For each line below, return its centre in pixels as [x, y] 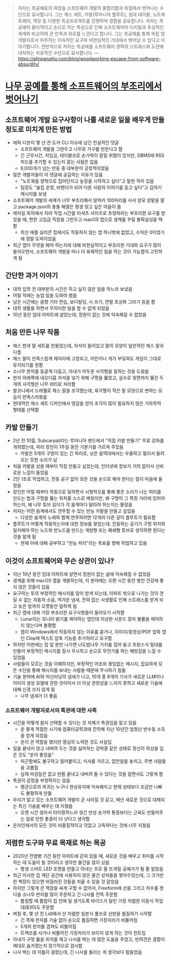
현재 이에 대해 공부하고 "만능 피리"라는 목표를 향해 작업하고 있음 [83, 543]
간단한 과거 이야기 [32, 275]
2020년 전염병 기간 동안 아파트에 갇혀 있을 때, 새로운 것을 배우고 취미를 [83, 856]
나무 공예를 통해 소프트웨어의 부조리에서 [84, 86]
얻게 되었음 [37, 736]
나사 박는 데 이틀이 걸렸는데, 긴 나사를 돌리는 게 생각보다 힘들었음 [77, 952]
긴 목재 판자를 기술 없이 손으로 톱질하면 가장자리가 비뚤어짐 [79, 920]
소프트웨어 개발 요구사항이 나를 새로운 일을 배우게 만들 [85, 120]
